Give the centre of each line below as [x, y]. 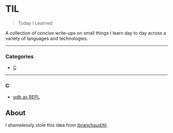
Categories [20, 56]
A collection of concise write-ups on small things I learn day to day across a [86, 33]
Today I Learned [35, 23]
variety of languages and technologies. [47, 38]
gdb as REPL [26, 97]
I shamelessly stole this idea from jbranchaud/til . [57, 125]
